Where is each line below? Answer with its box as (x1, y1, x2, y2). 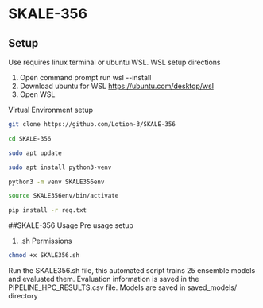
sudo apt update (8, 148, 62, 157)
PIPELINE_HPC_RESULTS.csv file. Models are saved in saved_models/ (8, 283, 238, 292)
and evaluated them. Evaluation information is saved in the (8, 275, 199, 283)
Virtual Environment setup (8, 105, 94, 114)
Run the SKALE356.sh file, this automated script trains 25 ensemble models (8, 266, 256, 275)
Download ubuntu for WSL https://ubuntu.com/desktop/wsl (19, 81, 215, 90)
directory (8, 291, 38, 300)
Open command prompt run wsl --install (19, 73, 152, 82)
